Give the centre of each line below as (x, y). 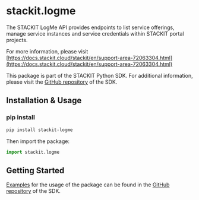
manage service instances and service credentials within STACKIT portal (95, 33)
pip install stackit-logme (40, 130)
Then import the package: (38, 141)
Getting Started (35, 170)
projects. (17, 40)
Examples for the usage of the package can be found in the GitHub (88, 185)
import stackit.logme (33, 152)
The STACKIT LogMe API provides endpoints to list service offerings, (91, 27)
